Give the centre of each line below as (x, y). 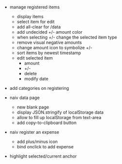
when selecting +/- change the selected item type (67, 37)
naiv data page (25, 98)
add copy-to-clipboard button (47, 123)
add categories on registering (39, 88)
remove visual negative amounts (49, 42)
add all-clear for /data (39, 27)
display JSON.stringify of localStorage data (60, 112)
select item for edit (36, 22)
